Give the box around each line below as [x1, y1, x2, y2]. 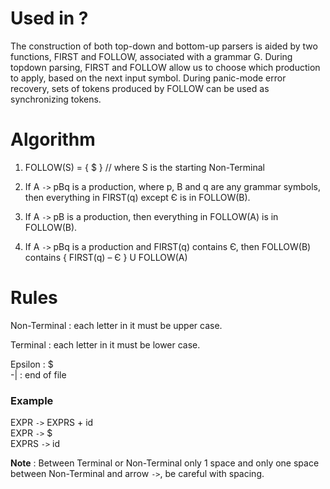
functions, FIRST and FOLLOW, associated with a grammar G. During [10, 50, 293, 62]
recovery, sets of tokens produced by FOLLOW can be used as [10, 82, 270, 94]
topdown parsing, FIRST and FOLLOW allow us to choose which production [10, 61, 321, 73]
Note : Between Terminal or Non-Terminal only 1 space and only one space [10, 457, 320, 469]
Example [10, 393, 54, 407]
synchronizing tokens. [10, 93, 102, 105]
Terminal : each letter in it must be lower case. [10, 338, 201, 351]
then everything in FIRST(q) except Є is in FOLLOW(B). [24, 191, 251, 203]
